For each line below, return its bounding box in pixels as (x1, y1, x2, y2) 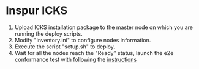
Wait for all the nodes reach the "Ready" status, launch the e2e (14, 49, 174, 56)
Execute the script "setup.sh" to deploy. (14, 43, 116, 50)
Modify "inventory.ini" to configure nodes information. (14, 36, 151, 44)
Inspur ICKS (6, 4, 68, 18)
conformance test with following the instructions (14, 56, 137, 63)
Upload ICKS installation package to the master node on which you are (14, 24, 193, 31)
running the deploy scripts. (14, 30, 83, 37)
